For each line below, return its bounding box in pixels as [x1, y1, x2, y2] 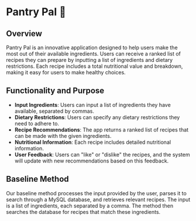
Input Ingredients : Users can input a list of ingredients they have [14, 101, 171, 108]
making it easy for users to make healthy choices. [6, 69, 126, 75]
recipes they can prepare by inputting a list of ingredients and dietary [6, 57, 173, 63]
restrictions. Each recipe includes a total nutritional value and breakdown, [6, 63, 183, 70]
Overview [6, 29, 43, 39]
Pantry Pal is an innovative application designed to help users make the [6, 44, 178, 51]
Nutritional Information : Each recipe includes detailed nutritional [14, 139, 171, 146]
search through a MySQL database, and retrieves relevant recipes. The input [6, 196, 191, 203]
